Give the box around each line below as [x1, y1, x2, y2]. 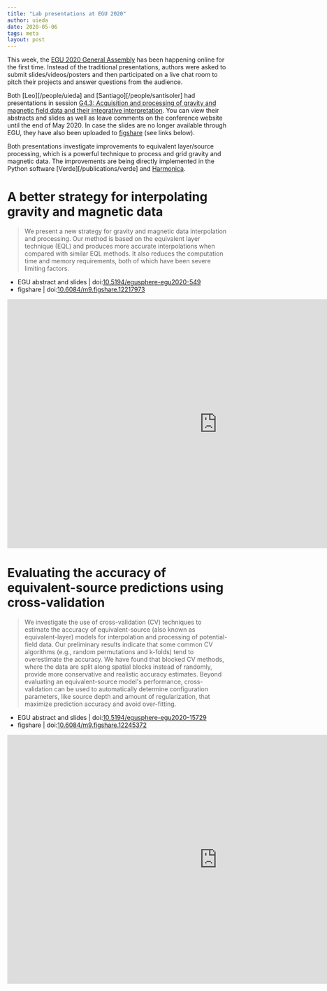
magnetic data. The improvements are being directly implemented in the [7, 157, 215, 165]
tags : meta [7, 29, 39, 37]
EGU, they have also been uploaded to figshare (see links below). [7, 129, 196, 137]
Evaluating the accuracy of [7, 565, 166, 581]
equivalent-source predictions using [7, 580, 224, 596]
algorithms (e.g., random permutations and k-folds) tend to [24, 648, 194, 656]
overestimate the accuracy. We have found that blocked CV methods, [24, 656, 225, 663]
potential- [198, 633, 228, 641]
